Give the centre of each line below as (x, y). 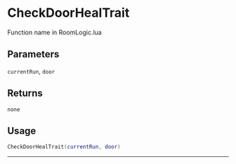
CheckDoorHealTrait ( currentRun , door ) (64, 147)
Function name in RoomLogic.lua (54, 32)
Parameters (33, 54)
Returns (25, 94)
